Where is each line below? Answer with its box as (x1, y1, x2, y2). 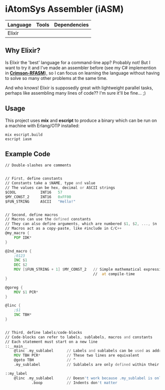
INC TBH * (14, 312, 32, 318)
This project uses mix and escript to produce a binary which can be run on (5, 117, 157, 123)
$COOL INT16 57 (5, 190, 63, 195)
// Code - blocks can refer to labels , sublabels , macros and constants (5, 334, 153, 340)
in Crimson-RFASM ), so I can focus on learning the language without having (5, 70, 160, 76)
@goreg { (5, 285, 23, 290)
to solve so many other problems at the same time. (5, 75, 108, 81)
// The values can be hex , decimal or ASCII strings (5, 185, 115, 190)
